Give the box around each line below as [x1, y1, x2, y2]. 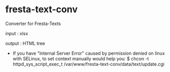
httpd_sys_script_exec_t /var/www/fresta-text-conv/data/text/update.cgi [12, 61, 164, 67]
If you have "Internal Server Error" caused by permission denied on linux [12, 50, 165, 56]
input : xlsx [5, 30, 29, 36]
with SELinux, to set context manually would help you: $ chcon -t [12, 55, 149, 62]
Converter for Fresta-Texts [5, 20, 61, 27]
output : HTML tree [5, 40, 45, 46]
